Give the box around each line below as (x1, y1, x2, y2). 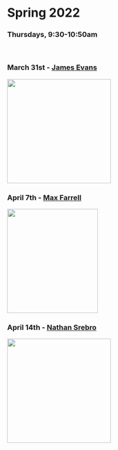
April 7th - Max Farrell (7, 192, 81, 202)
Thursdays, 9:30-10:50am (7, 30, 98, 40)
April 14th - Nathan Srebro (7, 323, 97, 332)
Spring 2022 (7, 5, 81, 21)
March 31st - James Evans (7, 62, 98, 72)
